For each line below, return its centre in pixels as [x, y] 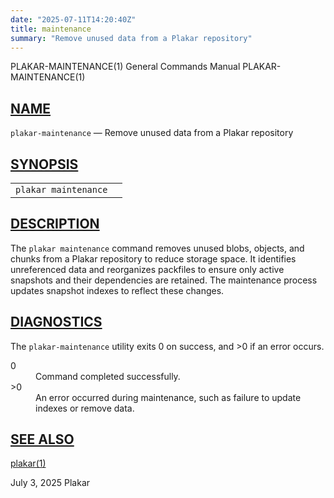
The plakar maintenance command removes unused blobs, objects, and [157, 248]
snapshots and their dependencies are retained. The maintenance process [164, 280]
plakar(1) [28, 463]
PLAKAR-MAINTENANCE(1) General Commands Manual [125, 67]
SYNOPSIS [44, 164]
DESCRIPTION [55, 224]
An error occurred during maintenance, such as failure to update [168, 397]
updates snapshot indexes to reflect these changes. [117, 290]
